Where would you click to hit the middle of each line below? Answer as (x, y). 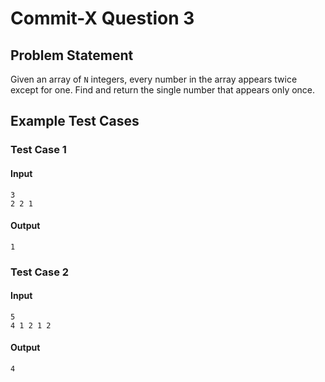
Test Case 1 (38, 150)
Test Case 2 (40, 272)
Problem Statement (72, 55)
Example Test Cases (75, 121)
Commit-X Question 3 (102, 18)
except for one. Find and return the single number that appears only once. (163, 90)
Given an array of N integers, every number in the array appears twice (154, 79)
